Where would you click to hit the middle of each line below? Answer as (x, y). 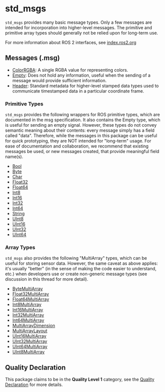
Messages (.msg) (33, 58)
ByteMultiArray (28, 289)
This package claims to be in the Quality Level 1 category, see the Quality (80, 380)
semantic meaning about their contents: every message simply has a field (80, 130)
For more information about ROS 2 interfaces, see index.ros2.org (71, 42)
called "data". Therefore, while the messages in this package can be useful (81, 136)
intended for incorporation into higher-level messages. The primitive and (79, 27)
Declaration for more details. (34, 385)
